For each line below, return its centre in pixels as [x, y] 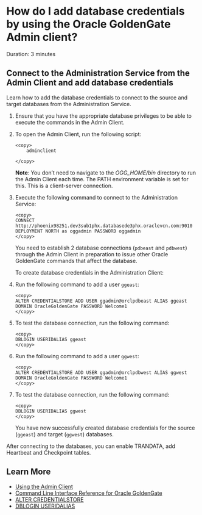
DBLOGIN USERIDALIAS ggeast [50, 339]
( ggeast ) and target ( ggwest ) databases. [64, 434]
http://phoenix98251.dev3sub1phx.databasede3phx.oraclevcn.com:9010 [104, 226]
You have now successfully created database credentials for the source [105, 428]
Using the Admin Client [44, 486]
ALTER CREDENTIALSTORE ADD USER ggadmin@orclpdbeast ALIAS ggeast [101, 301]
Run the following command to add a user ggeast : [77, 284]
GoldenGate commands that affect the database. [76, 261]
